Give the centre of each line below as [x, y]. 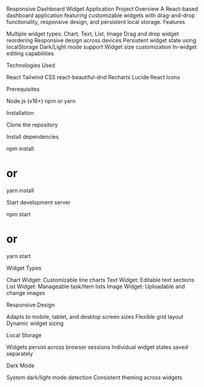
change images [26, 293]
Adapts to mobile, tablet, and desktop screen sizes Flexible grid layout [95, 316]
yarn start [19, 256]
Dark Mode [21, 365]
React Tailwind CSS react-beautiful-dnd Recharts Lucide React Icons [93, 77]
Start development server [39, 202]
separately [20, 353]
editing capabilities [30, 53]
